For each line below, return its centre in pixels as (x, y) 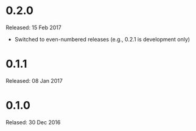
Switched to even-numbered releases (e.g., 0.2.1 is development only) (102, 39)
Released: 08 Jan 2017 (34, 80)
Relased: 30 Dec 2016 (33, 122)
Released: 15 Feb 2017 (33, 27)
